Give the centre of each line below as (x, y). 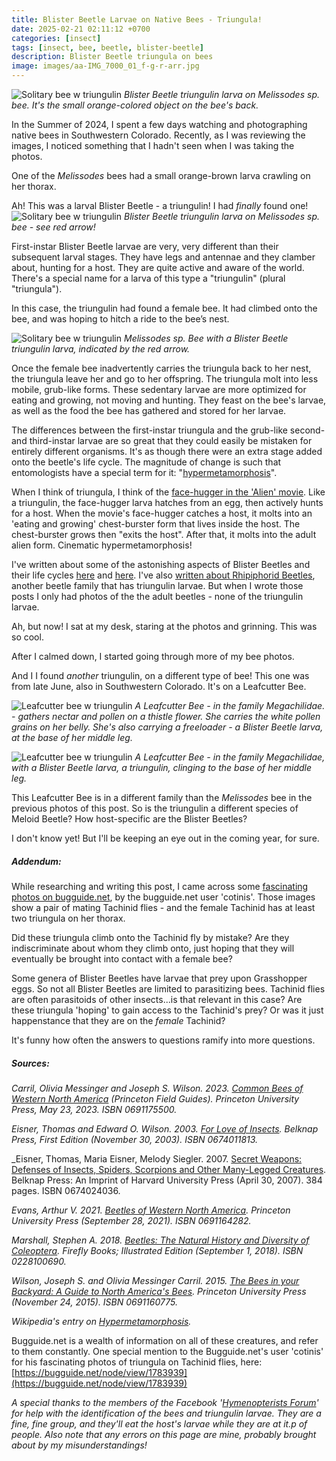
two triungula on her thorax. (68, 918)
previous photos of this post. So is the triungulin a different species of (155, 808)
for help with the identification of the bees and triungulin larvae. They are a (166, 1413)
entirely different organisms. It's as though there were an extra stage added (167, 451)
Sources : (30, 1063)
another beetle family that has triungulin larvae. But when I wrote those (157, 585)
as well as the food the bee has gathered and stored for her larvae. (149, 410)
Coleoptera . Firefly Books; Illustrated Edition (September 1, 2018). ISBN (157, 1250)
